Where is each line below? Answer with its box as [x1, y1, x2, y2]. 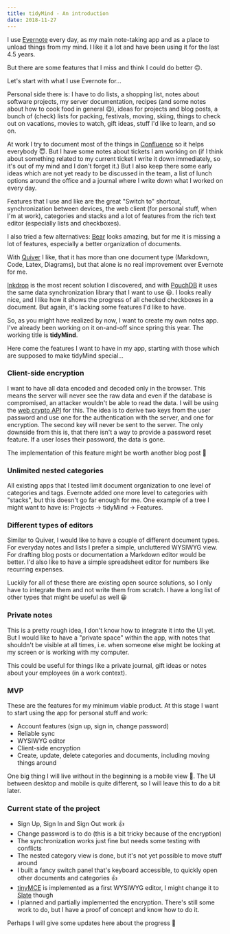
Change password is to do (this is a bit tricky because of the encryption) [16, 829, 222, 838]
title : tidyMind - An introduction [7, 10, 109, 17]
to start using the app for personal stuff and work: [7, 708, 148, 717]
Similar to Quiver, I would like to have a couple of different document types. [7, 536, 220, 544]
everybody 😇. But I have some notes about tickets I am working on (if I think [7, 147, 223, 155]
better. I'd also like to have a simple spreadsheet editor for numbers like [7, 558, 209, 566]
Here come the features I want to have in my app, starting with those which [7, 344, 220, 352]
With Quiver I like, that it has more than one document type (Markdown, [7, 252, 209, 261]
